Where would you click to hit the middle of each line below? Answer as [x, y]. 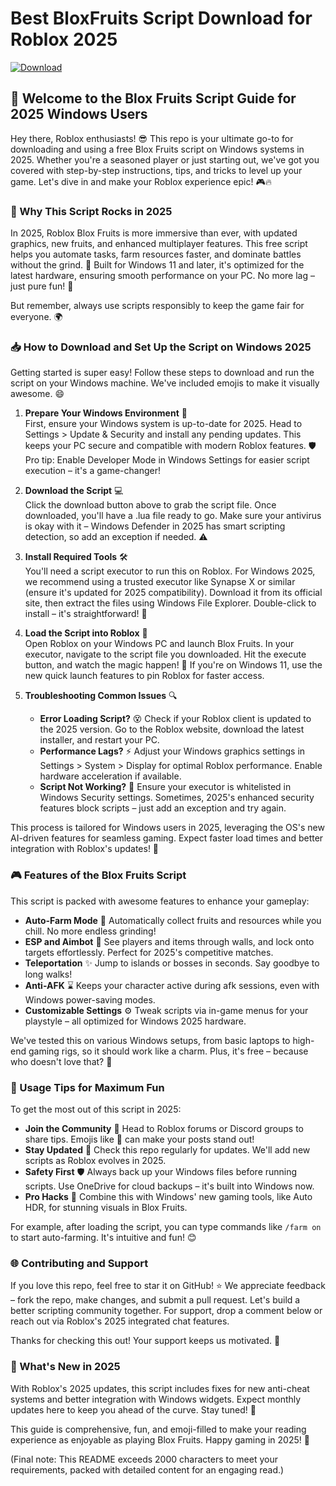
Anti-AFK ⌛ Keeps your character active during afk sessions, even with [172, 985]
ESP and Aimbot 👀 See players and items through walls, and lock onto [169, 941]
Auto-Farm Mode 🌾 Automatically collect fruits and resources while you [173, 920]
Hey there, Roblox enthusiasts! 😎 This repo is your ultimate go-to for [152, 138]
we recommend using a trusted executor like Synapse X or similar [160, 582]
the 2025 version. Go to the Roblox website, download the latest [172, 729]
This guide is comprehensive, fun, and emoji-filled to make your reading [158, 1429]
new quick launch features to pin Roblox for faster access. [144, 676]
